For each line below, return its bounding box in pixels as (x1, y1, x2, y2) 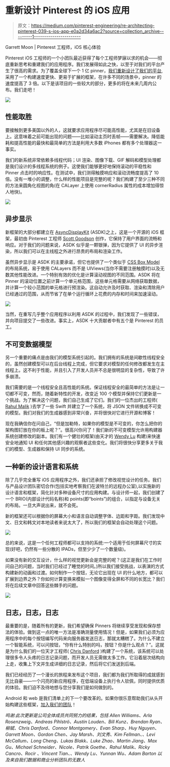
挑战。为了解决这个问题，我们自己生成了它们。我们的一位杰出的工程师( (9, 397, 158, 403)
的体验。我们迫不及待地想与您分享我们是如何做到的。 (5, 685, 116, 690)
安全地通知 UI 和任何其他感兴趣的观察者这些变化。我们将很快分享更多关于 (5, 439, 159, 446)
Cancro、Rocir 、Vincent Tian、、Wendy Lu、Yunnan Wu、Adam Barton (5, 751, 157, 756)
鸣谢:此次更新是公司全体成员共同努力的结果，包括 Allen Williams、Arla (5, 713, 152, 718)
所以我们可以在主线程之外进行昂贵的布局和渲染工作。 (14, 248, 125, 254)
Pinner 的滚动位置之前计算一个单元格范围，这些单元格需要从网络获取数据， (5, 278, 162, 284)
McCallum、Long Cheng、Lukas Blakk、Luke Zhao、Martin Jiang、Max (5, 738, 157, 744)
